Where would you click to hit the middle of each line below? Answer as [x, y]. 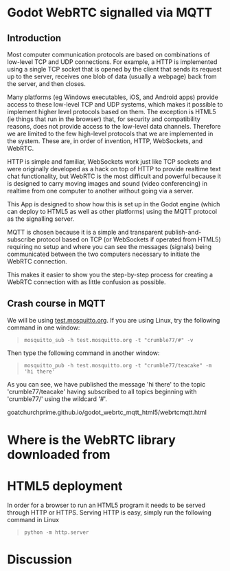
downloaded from [59, 455]
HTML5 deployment [65, 486]
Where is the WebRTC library [92, 440]
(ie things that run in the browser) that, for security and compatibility [104, 119]
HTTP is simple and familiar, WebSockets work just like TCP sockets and [109, 162]
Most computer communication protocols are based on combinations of [109, 54]
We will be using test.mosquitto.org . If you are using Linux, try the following [114, 320]
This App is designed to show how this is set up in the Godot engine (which [114, 204]
